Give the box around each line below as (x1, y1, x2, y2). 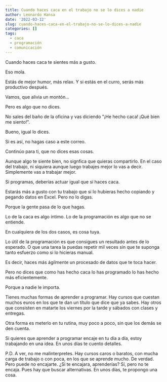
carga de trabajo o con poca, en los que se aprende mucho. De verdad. (5, 356, 154, 362)
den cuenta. (5, 325, 30, 331)
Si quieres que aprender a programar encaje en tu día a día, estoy (5, 335, 142, 341)
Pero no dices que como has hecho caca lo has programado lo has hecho (5, 269, 159, 275)
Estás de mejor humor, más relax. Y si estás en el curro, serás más (5, 79, 144, 85)
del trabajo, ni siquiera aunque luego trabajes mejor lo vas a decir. (5, 163, 143, 170)
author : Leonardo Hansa (5, 12, 56, 17)
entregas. (5, 310, 25, 316)
